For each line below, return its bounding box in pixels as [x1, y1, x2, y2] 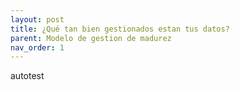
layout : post [10, 14, 65, 25]
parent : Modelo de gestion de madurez [10, 33, 172, 43]
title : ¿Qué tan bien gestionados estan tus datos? [10, 24, 230, 34]
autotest [10, 70, 45, 82]
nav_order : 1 [10, 42, 65, 53]
